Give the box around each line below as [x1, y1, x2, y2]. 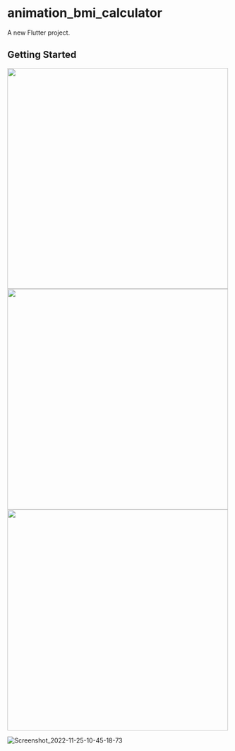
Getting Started [7, 49, 77, 61]
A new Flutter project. [7, 28, 71, 37]
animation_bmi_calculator [7, 5, 162, 21]
